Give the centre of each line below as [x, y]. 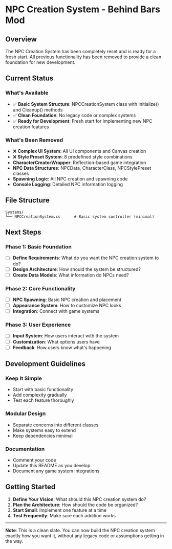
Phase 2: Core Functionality [40, 288]
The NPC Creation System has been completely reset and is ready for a [81, 51]
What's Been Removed [34, 140]
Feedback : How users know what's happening [62, 347]
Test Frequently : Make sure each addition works [64, 515]
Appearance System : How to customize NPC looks [67, 306]
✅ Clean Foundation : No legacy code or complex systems [74, 115]
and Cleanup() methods [38, 110]
